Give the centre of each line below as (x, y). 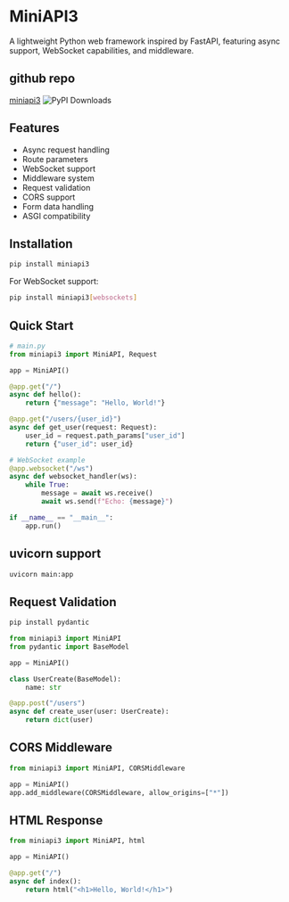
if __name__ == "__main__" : (62, 517)
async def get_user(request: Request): (83, 428)
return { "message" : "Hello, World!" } (95, 403)
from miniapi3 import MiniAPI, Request (83, 354)
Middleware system (58, 178)
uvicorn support (55, 554)
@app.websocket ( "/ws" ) (51, 468)
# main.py (28, 346)
